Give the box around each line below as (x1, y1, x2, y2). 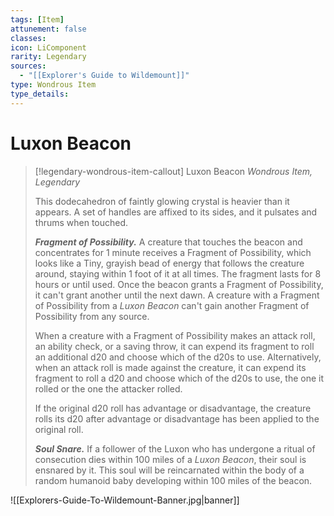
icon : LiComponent (10, 42, 87, 53)
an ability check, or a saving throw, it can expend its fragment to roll (34, 340, 315, 352)
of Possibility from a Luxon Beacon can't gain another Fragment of (34, 299, 310, 311)
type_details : (10, 89, 70, 99)
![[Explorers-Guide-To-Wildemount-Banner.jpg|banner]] (10, 494, 240, 506)
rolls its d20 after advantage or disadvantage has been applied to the (34, 412, 320, 425)
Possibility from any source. (34, 310, 150, 322)
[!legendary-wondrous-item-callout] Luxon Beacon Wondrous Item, (34, 165, 313, 177)
